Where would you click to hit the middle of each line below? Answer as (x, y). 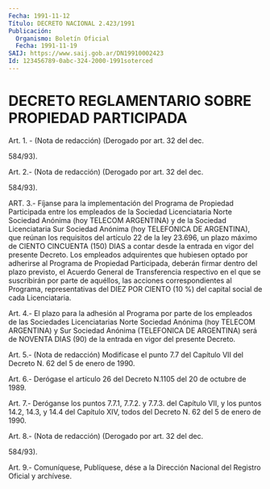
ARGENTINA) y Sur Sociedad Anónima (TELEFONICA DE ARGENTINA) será (133, 330)
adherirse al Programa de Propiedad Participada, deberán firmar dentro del (133, 263)
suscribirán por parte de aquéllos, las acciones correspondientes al (120, 280)
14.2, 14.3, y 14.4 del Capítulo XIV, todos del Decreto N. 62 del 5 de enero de (135, 411)
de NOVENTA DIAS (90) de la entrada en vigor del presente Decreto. (122, 339)
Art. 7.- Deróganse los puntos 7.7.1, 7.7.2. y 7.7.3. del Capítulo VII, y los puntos (135, 403)
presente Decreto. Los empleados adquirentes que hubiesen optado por (128, 255)
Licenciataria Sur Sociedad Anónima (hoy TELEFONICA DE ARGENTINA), (129, 229)
